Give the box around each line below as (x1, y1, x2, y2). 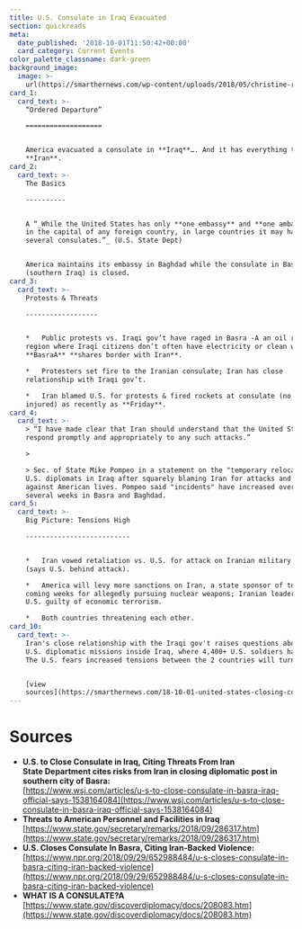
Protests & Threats (25, 293, 99, 302)
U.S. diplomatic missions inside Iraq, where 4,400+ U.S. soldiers (25, 647, 283, 657)
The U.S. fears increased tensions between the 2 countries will (25, 656, 276, 665)
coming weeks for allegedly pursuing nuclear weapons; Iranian (25, 589, 268, 598)
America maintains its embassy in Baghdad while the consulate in (25, 260, 280, 270)
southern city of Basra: (22, 775, 111, 787)
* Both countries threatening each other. (25, 613, 195, 623)
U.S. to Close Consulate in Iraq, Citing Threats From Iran (22, 756, 235, 767)
